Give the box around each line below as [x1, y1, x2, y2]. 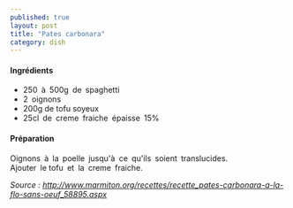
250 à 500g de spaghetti [22, 85, 120, 96]
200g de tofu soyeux [22, 104, 100, 114]
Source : [10, 179, 41, 190]
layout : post [10, 21, 58, 30]
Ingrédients [10, 65, 54, 75]
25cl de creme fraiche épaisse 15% [22, 112, 160, 124]
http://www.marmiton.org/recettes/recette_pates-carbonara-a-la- [41, 179, 284, 190]
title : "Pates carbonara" [10, 29, 105, 38]
